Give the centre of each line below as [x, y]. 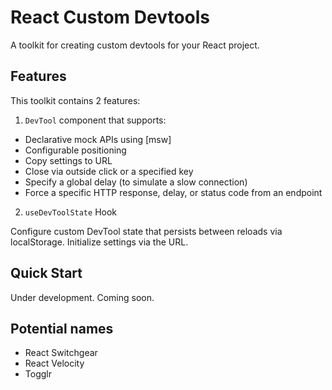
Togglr [38, 374]
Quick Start [46, 273]
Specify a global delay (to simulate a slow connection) [136, 182]
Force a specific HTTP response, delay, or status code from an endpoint [173, 192]
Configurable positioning [75, 150]
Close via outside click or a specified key [109, 171]
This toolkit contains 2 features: [75, 100]
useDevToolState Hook [71, 212]
